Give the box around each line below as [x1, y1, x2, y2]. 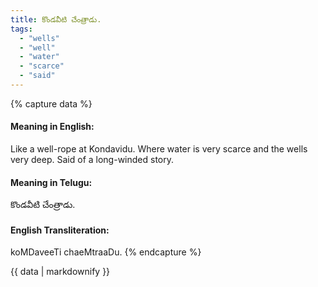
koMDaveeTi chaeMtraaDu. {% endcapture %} [10, 246, 202, 258]
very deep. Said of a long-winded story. [10, 154, 174, 166]
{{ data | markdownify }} [10, 266, 111, 278]
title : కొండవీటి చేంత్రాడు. [10, 14, 102, 25]
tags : [10, 24, 33, 34]
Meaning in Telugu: [10, 176, 93, 188]
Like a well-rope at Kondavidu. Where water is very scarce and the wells [10, 143, 308, 155]
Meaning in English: [10, 121, 95, 133]
